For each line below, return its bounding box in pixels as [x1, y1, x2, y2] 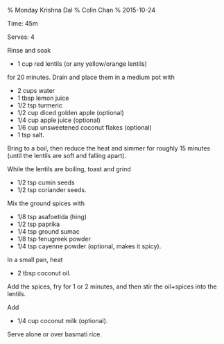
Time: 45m [7, 19, 38, 27]
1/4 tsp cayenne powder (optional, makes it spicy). [17, 242, 162, 250]
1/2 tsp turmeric [17, 101, 62, 110]
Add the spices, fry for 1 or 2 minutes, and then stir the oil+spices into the [7, 282, 217, 291]
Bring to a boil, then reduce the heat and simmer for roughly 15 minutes [7, 144, 211, 152]
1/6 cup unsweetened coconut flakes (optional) [17, 123, 153, 131]
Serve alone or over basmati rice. [7, 330, 103, 338]
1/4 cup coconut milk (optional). [17, 317, 108, 325]
